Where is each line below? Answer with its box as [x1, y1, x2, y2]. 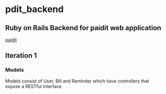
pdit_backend [5, 4, 64, 15]
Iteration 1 [5, 51, 37, 60]
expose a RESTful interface [5, 83, 62, 89]
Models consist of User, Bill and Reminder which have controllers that [5, 78, 149, 84]
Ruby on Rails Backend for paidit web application [5, 24, 161, 32]
